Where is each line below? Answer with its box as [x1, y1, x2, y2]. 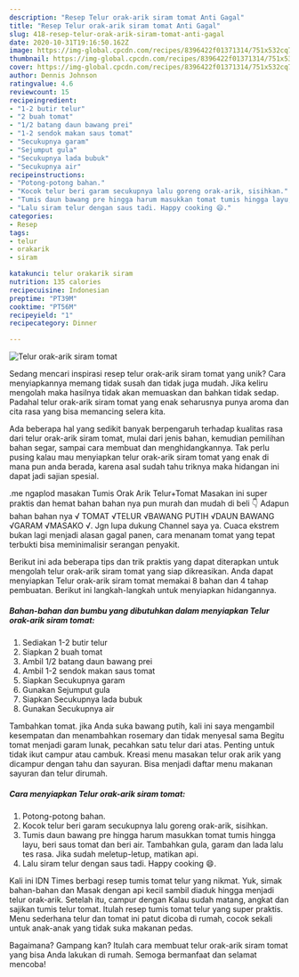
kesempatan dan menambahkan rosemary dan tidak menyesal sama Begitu [9, 730, 285, 741]
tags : [9, 228, 29, 237]
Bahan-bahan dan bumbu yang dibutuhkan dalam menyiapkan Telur [9, 605, 270, 615]
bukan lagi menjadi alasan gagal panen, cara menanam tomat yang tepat [9, 530, 276, 541]
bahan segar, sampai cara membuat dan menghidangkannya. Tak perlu [9, 443, 270, 453]
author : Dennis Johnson [9, 71, 98, 80]
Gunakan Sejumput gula [21, 685, 110, 696]
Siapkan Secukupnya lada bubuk [21, 694, 142, 704]
